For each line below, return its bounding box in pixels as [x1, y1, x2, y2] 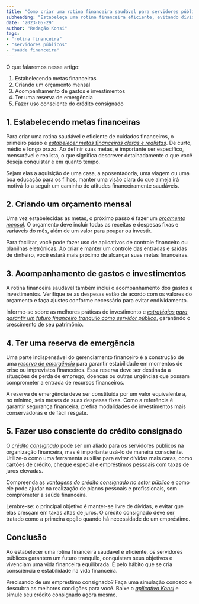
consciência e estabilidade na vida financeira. [6, 567, 118, 574]
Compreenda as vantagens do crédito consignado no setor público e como [6, 479, 190, 486]
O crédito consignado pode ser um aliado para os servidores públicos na [6, 442, 184, 449]
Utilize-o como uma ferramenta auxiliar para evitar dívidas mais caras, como [6, 454, 192, 461]
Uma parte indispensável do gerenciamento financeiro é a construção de [6, 354, 185, 361]
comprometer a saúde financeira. [6, 491, 88, 498]
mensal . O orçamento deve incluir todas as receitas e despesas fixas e [6, 221, 179, 228]
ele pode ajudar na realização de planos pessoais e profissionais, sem [6, 485, 178, 492]
